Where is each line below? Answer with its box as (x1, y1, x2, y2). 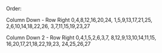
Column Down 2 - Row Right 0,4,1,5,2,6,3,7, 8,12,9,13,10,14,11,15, (6, 34, 157, 41)
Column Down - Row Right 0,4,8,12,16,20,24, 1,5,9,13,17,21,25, (6, 16, 153, 23)
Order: (6, 5, 22, 12)
